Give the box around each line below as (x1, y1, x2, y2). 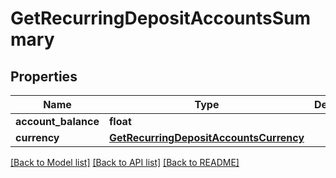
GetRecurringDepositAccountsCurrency (108, 131, 305, 144)
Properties (10, 68, 78, 85)
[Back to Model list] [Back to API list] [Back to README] (10, 157, 240, 168)
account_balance (15, 115, 100, 128)
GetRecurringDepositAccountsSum (10, 7, 312, 30)
